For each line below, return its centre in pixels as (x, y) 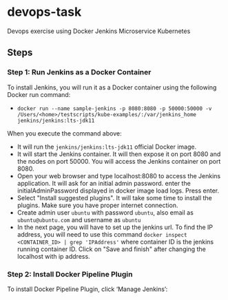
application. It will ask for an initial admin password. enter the (104, 183)
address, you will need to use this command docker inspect (102, 234)
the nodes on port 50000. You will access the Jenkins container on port (119, 161)
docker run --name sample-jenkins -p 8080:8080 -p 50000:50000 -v (114, 108)
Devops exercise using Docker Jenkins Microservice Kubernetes (99, 31)
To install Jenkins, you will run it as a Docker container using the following (112, 87)
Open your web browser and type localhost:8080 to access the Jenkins (119, 175)
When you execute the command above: (64, 133)
